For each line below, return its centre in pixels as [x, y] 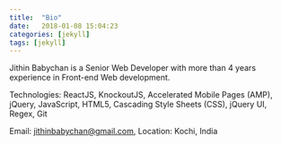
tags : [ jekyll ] [38, 43]
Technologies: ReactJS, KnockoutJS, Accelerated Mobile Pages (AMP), [141, 95]
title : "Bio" [36, 17]
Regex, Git [28, 114]
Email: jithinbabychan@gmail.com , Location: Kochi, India [114, 132]
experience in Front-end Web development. [90, 78]
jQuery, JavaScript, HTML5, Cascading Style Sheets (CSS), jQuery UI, [138, 105]
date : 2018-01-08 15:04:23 [64, 26]
